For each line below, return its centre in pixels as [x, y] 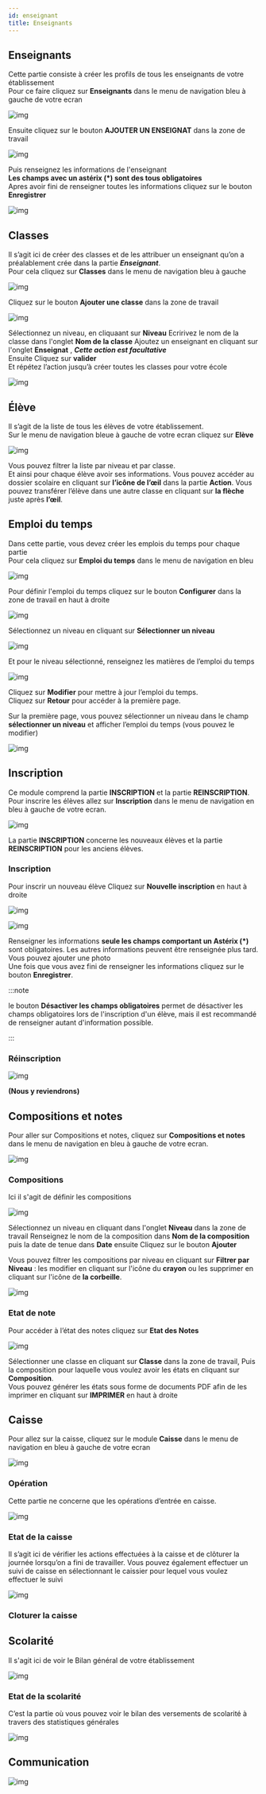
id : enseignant [33, 15]
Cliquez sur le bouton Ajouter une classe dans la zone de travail [114, 302]
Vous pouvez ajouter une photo [60, 958]
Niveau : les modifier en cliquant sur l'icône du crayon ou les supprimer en [131, 1269]
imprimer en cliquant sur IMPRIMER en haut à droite [93, 1395]
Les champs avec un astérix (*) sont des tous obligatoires [105, 178]
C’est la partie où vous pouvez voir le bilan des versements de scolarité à [128, 1713]
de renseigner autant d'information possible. [81, 1022]
